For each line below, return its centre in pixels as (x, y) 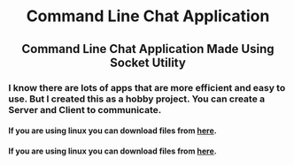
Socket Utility (148, 62)
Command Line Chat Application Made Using (148, 49)
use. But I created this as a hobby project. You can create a (137, 99)
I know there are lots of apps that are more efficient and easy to (147, 87)
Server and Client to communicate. (85, 109)
